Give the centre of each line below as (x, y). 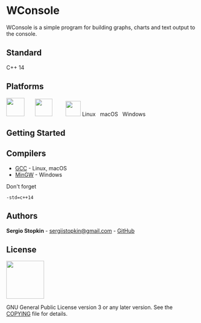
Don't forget (21, 186)
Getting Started (36, 133)
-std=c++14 (20, 198)
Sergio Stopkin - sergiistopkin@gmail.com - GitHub (70, 230)
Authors (22, 216)
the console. (22, 33)
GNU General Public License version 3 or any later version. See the (90, 307)
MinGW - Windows (38, 175)
